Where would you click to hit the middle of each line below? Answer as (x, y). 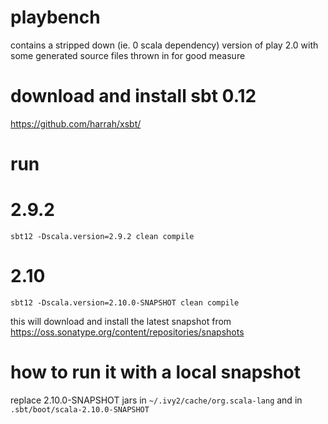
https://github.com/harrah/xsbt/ (76, 123)
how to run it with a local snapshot (156, 372)
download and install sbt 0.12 (133, 96)
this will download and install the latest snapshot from (121, 321)
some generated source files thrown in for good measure (128, 55)
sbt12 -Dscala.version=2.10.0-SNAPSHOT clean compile (125, 302)
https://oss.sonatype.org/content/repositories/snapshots (127, 332)
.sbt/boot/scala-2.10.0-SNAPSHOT (80, 409)
